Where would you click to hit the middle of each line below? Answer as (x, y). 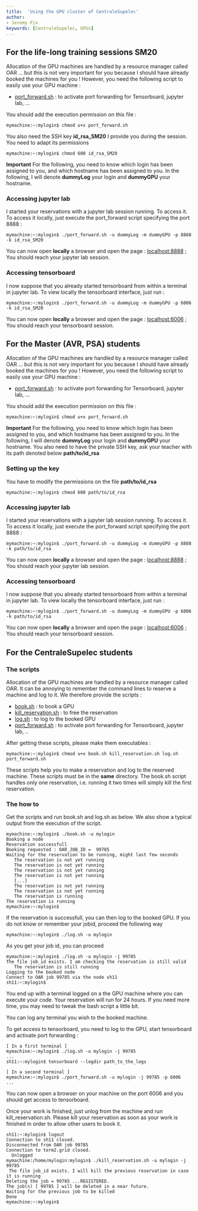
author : (16, 17)
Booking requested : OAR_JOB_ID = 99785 (58, 850)
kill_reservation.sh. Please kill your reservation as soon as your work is (92, 1117)
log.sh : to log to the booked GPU (55, 719)
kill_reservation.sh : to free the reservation (66, 713)
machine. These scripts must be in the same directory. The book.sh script (96, 776)
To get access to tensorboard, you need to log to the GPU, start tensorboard (99, 1029)
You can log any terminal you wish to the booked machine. (77, 1018)
